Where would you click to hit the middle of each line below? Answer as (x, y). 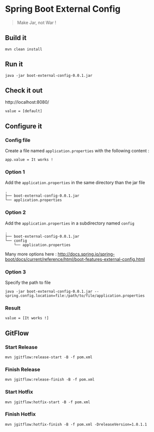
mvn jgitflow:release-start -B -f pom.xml (49, 357)
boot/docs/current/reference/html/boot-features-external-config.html (75, 259)
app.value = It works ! (29, 160)
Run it (14, 64)
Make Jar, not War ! (37, 23)
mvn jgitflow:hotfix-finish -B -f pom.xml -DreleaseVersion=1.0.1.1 (76, 424)
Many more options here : (31, 254)
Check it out (24, 90)
